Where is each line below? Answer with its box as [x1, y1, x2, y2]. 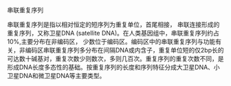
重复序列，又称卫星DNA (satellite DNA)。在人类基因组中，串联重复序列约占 [7, 29, 220, 37]
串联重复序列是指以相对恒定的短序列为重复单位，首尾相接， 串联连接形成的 [7, 20, 220, 29]
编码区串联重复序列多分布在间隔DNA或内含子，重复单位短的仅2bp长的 [25, 46, 224, 54]
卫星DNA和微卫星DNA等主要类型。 [7, 72, 106, 80]
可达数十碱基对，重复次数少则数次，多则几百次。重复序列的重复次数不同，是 [7, 55, 224, 63]
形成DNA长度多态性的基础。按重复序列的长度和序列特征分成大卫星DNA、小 [7, 63, 220, 71]
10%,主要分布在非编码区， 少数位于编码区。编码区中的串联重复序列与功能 [7, 38, 216, 46]
